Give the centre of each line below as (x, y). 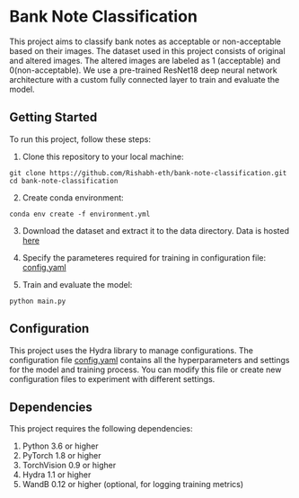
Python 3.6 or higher (60, 446)
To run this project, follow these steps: (80, 139)
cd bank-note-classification (64, 181)
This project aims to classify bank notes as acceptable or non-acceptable (145, 41)
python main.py (38, 301)
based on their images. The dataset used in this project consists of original (147, 50)
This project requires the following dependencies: (101, 429)
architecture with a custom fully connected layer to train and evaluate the (145, 79)
